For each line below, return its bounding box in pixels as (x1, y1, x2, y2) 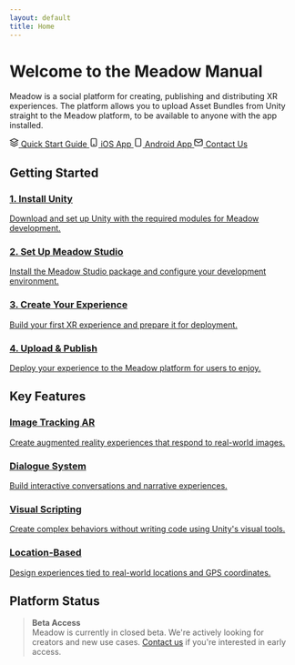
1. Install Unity (9, 192, 73, 205)
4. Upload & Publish (9, 342, 98, 355)
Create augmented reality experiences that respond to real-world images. (9, 437, 286, 448)
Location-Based (9, 547, 82, 559)
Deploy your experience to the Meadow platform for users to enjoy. (9, 363, 261, 374)
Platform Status (9, 593, 100, 609)
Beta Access (31, 618, 81, 629)
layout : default (9, 13, 71, 23)
